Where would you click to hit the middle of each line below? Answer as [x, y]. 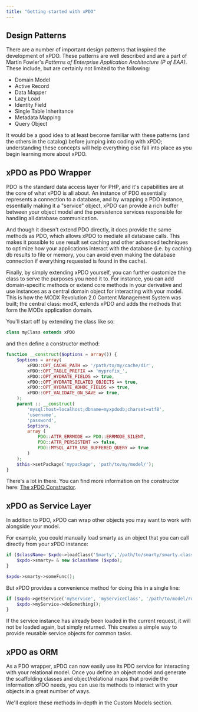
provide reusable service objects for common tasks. [69, 633]
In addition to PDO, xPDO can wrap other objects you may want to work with [99, 520]
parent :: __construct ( [46, 404]
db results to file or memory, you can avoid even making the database [91, 255]
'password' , [42, 420]
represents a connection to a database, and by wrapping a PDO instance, [95, 200]
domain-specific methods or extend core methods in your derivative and [94, 285]
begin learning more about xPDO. [47, 154]
